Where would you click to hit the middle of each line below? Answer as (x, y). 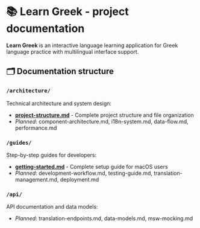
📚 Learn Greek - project (68, 12)
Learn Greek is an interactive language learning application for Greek (92, 45)
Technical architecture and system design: (59, 103)
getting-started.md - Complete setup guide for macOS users (91, 166)
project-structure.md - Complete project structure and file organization (104, 115)
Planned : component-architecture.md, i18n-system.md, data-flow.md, (102, 121)
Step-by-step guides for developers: (52, 155)
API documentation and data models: (52, 207)
